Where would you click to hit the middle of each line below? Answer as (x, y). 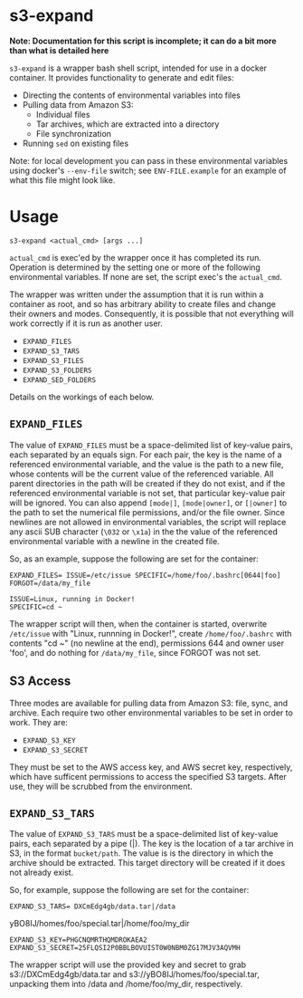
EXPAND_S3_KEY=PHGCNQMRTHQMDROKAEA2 (78, 940)
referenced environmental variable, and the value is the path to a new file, (147, 464)
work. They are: (38, 722)
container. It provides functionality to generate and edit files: (122, 77)
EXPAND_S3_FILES (53, 360)
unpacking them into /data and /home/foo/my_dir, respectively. (126, 984)
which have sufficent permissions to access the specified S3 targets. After (148, 776)
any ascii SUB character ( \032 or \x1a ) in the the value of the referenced (144, 532)
